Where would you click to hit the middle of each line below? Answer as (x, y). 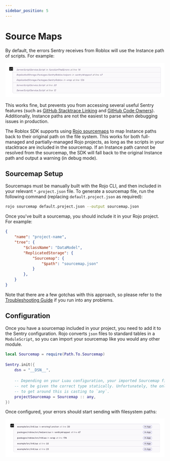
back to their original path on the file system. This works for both (73, 136)
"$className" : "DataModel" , (53, 247)
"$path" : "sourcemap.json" (70, 264)
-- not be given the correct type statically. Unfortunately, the (86, 386)
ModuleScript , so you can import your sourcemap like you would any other (83, 339)
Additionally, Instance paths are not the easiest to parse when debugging (81, 116)
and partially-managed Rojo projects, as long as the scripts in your (95, 142)
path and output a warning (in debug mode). (51, 158)
